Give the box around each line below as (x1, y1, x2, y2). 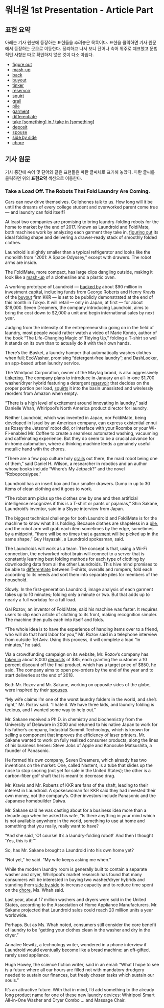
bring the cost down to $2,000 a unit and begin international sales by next (5, 310, 154, 316)
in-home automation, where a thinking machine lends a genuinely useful (5, 441, 151, 447)
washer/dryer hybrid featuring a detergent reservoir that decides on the (5, 380, 149, 386)
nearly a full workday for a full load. (5, 597, 77, 603)
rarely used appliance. (5, 952, 50, 958)
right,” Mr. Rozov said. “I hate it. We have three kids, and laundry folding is (5, 702, 155, 708)
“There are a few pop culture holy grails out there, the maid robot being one (5, 456, 158, 462)
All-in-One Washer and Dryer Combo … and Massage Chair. (5, 997, 126, 1003)
